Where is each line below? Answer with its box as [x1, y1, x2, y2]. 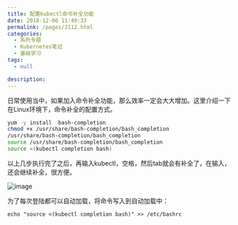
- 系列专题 [13, 37, 42, 44]
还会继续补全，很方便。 [7, 168, 76, 176]
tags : [7, 57, 23, 64]
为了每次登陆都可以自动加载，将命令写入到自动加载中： [7, 196, 169, 205]
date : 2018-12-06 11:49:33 [7, 17, 87, 24]
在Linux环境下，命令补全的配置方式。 [7, 105, 117, 113]
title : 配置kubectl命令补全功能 [7, 10, 94, 18]
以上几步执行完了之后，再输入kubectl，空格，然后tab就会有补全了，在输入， [7, 158, 231, 167]
